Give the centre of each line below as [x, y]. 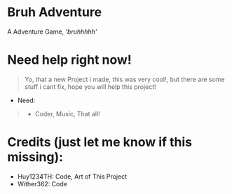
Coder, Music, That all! [67, 113]
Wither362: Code [42, 183]
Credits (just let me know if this [100, 143]
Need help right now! [69, 60]
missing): [35, 157]
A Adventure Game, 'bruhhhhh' [52, 32]
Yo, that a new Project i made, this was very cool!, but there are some [124, 79]
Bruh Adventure [55, 12]
